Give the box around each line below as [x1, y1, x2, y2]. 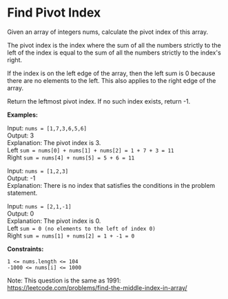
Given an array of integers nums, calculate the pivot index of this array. [7, 28, 209, 36]
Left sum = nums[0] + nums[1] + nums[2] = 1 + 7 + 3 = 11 [7, 146, 174, 154]
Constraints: [7, 244, 44, 253]
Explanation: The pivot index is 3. [7, 138, 101, 146]
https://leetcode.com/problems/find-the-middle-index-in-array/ [7, 283, 187, 291]
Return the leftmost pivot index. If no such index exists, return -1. [7, 97, 191, 105]
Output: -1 [7, 174, 36, 182]
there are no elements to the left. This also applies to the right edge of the [7, 76, 216, 84]
